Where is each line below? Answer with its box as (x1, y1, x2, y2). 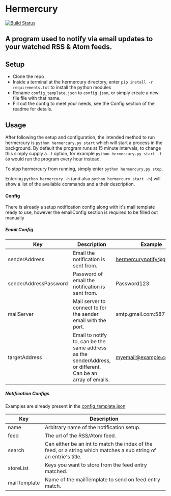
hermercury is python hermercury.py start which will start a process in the (5, 140, 163, 146)
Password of (73, 270, 103, 278)
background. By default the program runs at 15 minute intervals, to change (5, 145, 161, 151)
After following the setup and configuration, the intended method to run (5, 134, 155, 140)
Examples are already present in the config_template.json (5, 403, 126, 409)
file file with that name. (12, 95, 61, 101)
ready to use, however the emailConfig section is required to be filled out (5, 209, 158, 215)
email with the (73, 317, 106, 324)
